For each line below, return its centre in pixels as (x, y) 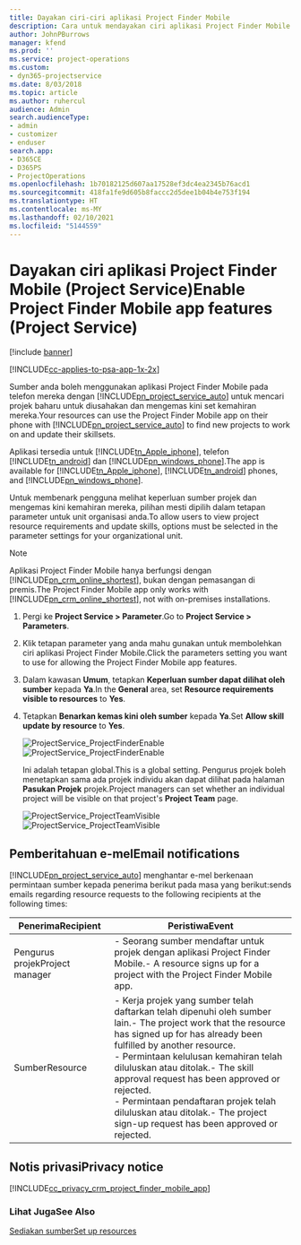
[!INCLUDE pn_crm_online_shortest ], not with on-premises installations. (140, 599)
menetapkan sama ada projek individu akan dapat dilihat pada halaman (153, 780)
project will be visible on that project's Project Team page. (130, 799)
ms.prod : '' (31, 51)
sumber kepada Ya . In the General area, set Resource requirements (148, 689)
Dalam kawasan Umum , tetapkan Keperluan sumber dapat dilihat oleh (154, 680)
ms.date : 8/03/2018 (46, 84)
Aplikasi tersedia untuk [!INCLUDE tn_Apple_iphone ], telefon (120, 452)
